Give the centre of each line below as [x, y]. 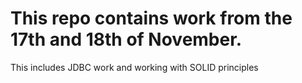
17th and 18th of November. [126, 39]
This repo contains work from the [151, 18]
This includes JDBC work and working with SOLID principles [134, 67]
